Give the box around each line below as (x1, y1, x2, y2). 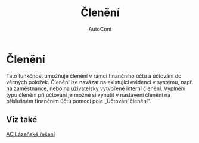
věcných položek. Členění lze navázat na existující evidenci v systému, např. (6, 78, 194, 85)
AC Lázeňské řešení (6, 131, 55, 138)
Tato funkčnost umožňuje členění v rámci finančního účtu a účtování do (6, 72, 182, 80)
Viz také (6, 115, 38, 125)
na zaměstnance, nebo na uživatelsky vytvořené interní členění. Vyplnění (6, 85, 186, 92)
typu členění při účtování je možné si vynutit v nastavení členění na (6, 91, 171, 98)
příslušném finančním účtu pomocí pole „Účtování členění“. (6, 97, 151, 104)
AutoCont (88, 26, 112, 33)
